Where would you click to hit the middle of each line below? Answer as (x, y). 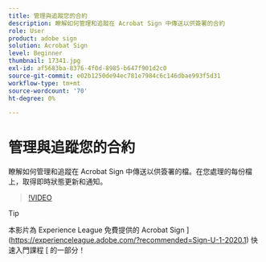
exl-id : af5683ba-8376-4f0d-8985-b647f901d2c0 (88, 69)
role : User (27, 31)
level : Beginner (35, 53)
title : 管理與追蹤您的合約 (48, 16)
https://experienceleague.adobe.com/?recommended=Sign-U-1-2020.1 (129, 240)
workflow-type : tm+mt (45, 83)
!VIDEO (40, 198)
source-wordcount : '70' (48, 91)
